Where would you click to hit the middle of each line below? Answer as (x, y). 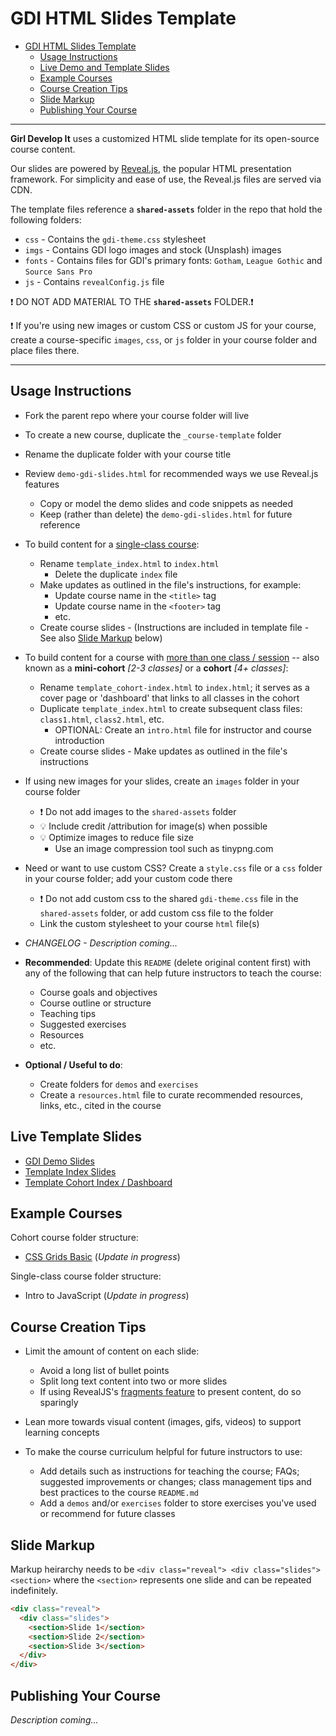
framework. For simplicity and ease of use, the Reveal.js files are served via (166, 179)
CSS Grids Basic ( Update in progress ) (102, 1257)
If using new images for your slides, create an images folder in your (162, 781)
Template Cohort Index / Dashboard (98, 1182)
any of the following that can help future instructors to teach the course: (173, 973)
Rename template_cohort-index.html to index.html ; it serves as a (174, 687)
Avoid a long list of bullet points (104, 1371)
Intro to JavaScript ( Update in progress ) (107, 1296)
